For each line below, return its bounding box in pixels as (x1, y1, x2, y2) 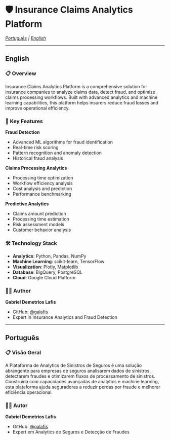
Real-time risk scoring (12, 144, 59, 150)
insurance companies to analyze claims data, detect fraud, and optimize (5, 89, 155, 95)
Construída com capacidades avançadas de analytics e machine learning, (5, 379, 159, 385)
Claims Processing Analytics (5, 165, 67, 171)
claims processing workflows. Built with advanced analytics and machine (5, 94, 158, 100)
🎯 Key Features (5, 118, 43, 125)
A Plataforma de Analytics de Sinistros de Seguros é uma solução (5, 362, 142, 369)
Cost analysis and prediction (12, 186, 72, 192)
